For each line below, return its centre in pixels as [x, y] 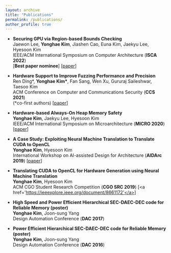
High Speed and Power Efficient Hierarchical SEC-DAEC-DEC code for [88, 202]
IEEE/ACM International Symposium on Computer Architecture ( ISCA [85, 55]
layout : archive [22, 10]
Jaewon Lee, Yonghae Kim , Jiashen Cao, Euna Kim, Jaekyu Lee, [81, 44]
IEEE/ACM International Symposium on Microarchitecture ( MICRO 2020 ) [89, 124]
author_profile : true [28, 24]
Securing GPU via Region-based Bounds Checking [67, 39]
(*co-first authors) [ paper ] [40, 103]
